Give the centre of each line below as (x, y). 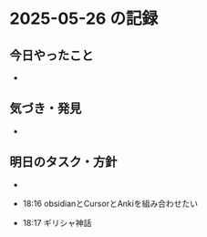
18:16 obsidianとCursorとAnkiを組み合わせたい (110, 203)
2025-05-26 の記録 (83, 19)
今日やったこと (52, 55)
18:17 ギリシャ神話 (57, 222)
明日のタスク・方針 (63, 162)
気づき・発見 (46, 109)
